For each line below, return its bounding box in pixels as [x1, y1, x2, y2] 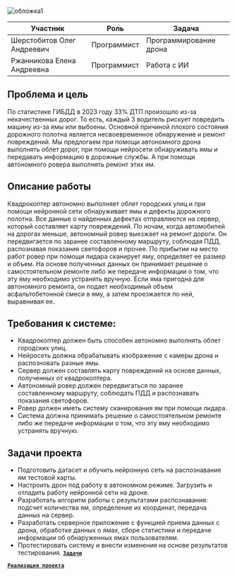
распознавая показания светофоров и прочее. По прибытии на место [7, 244, 219, 253]
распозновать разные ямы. [17, 359, 100, 367]
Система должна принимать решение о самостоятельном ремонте [17, 411, 222, 420]
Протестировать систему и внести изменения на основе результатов [17, 541, 228, 550]
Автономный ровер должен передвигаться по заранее [17, 381, 183, 390]
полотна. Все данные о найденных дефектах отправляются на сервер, [7, 214, 221, 223]
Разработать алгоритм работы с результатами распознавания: [17, 496, 208, 505]
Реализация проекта [7, 563, 65, 570]
